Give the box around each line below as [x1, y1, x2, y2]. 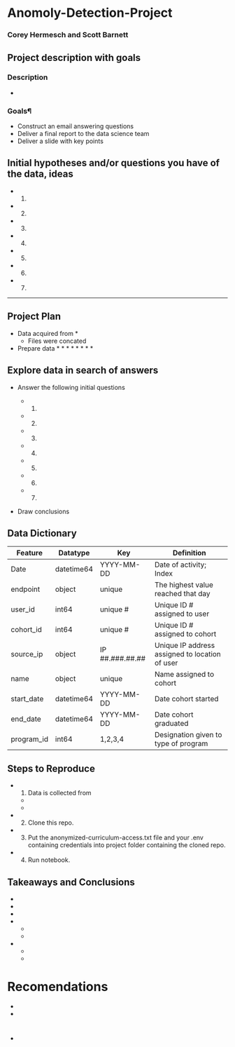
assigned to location [154, 649, 222, 659]
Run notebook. [27, 856, 71, 864]
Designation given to [154, 730, 222, 740]
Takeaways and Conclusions [7, 876, 135, 888]
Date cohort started [154, 694, 219, 704]
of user [154, 658, 178, 668]
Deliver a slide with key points [17, 137, 104, 145]
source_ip [10, 649, 43, 659]
